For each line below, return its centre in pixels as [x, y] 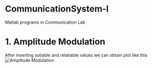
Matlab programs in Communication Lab [45, 22]
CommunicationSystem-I [57, 9]
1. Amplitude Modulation [55, 42]
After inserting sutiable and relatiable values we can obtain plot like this [76, 55]
